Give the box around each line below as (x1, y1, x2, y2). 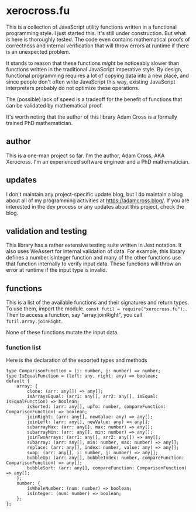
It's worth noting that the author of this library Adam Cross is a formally (6, 113, 177, 120)
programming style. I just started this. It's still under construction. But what (6, 29, 186, 36)
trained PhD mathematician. (6, 119, 73, 126)
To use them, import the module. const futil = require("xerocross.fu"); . (6, 305, 187, 312)
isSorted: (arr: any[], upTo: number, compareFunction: (27, 404, 166, 410)
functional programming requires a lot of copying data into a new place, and (6, 72, 189, 79)
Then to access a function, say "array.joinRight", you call (6, 312, 142, 319)
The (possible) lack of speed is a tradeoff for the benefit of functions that (6, 95, 183, 103)
